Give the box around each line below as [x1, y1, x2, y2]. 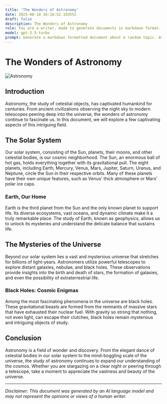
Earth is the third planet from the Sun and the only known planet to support [5, 204, 159, 210]
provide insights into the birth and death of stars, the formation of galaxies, [5, 269, 159, 275]
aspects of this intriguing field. [5, 121, 68, 127]
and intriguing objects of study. [5, 319, 69, 325]
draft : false [5, 16, 32, 21]
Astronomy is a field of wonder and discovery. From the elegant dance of [5, 347, 155, 353]
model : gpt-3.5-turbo [5, 30, 50, 35]
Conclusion [5, 334, 42, 342]
